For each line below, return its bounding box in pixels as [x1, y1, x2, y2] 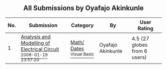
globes [131, 41, 148, 48]
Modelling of [20, 39, 51, 46]
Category [71, 22, 94, 29]
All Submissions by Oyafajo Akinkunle [23, 4, 144, 12]
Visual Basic [70, 51, 94, 57]
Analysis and [20, 33, 51, 40]
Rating [137, 25, 154, 32]
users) [131, 54, 147, 61]
